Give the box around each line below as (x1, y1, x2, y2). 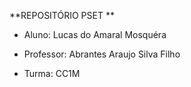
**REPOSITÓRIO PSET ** (9, 10, 115, 21)
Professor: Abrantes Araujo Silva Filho (23, 48, 181, 60)
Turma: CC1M (23, 68, 81, 79)
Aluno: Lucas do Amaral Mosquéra (23, 29, 167, 40)
